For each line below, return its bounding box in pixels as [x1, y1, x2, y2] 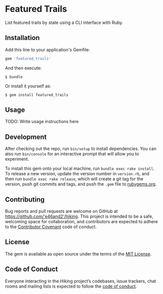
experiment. [5, 156, 29, 162]
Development [5, 133, 47, 141]
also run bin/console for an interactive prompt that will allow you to [5, 151, 140, 157]
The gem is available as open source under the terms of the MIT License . [5, 251, 152, 257]
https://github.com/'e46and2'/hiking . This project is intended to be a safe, [5, 213, 153, 219]
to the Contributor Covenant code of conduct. [5, 224, 97, 230]
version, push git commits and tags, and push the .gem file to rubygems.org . [5, 181, 157, 187]
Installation [5, 34, 40, 42]
